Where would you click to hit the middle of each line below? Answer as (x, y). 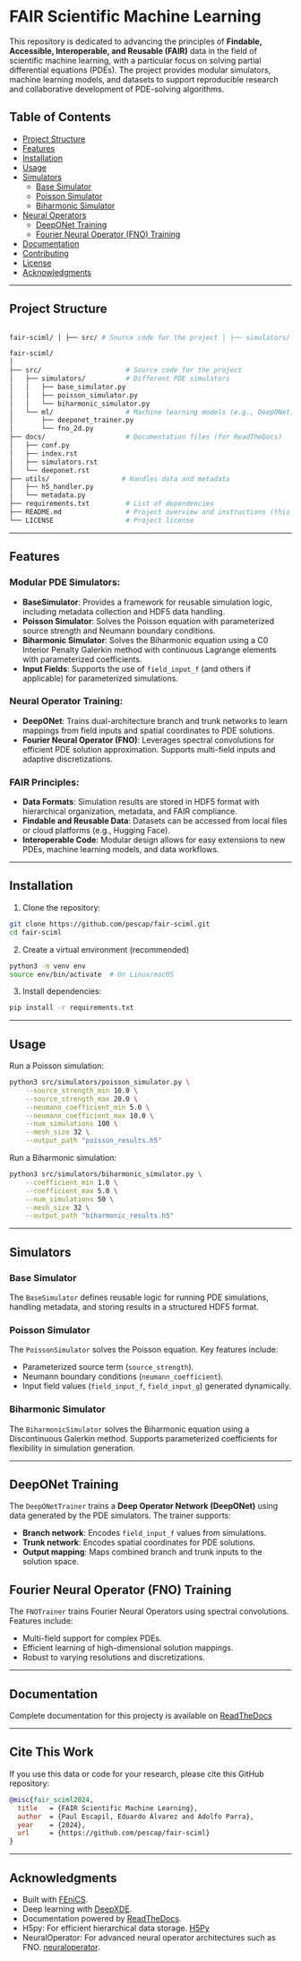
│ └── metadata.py (48, 495)
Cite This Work (52, 1752)
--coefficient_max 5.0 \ (72, 1190)
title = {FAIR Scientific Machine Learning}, (108, 1808)
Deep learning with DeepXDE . (77, 1909)
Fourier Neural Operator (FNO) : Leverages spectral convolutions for (148, 740)
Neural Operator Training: (66, 702)
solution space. (50, 1562)
